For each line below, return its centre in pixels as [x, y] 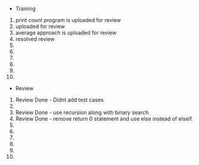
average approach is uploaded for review [66, 33]
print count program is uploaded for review [68, 20]
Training [26, 9]
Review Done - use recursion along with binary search [82, 112]
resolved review [35, 39]
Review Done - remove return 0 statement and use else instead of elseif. [104, 119]
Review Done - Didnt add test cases [59, 100]
